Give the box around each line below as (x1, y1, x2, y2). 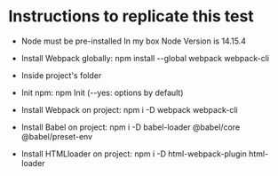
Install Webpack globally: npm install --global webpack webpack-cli (20, 52, 270, 63)
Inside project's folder (20, 69, 102, 81)
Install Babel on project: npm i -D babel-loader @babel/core (20, 122, 241, 132)
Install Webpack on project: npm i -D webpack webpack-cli (20, 104, 238, 115)
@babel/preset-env (20, 131, 93, 141)
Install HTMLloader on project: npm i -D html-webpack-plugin (20, 148, 248, 159)
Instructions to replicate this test (8, 6, 254, 27)
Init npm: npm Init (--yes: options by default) (20, 87, 184, 98)
